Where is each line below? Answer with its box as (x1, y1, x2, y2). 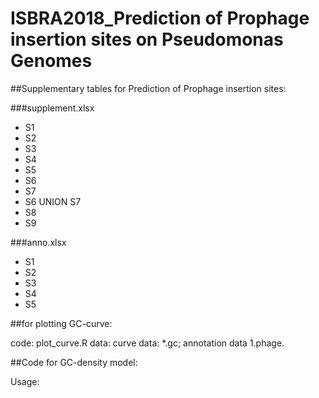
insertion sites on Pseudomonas (10, 28, 284, 51)
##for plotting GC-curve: (10, 317, 113, 329)
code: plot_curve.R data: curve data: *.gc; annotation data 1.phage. (10, 337, 285, 349)
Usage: (10, 375, 40, 387)
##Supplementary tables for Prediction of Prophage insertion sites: (10, 82, 287, 94)
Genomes (10, 50, 93, 72)
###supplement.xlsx (10, 102, 95, 114)
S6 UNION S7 (24, 195, 82, 207)
